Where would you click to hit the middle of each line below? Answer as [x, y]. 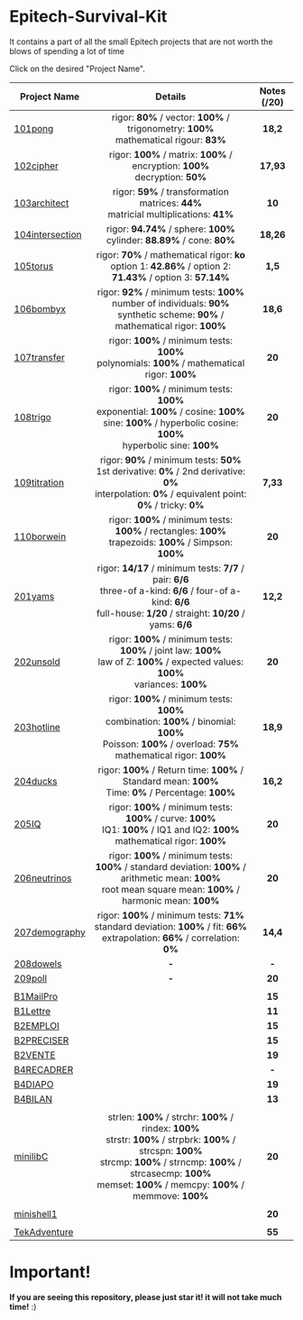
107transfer [40, 357]
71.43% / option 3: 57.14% [170, 277]
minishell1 [36, 1214]
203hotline [37, 727]
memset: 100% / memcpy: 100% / [171, 1185]
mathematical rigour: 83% [171, 140]
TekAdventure [44, 1232]
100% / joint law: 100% [171, 650]
